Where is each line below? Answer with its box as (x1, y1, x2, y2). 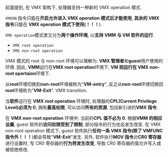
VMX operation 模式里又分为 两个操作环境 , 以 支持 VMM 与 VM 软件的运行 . (5, 32, 155, 38)
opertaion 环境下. (15, 70, 51, 76)
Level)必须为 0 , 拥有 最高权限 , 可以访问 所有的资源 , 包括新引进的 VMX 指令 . (5, 105, 158, 110)
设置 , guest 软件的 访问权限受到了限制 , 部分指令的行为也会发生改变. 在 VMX (5, 121, 161, 127)
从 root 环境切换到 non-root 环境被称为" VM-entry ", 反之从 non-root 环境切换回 (5, 81, 163, 87)
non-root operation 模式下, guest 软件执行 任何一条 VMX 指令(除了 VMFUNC (5, 128, 163, 133)
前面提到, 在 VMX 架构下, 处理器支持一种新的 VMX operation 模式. (5, 5, 142, 10)
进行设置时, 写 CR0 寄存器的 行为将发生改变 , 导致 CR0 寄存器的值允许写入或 (5, 140, 161, 146)
